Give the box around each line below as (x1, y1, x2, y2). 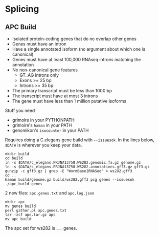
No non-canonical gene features (12, 67, 78, 73)
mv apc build (5, 216, 32, 221)
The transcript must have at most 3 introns (12, 93, 98, 99)
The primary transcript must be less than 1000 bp (12, 88, 112, 93)
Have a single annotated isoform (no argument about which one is (12, 46, 146, 52)
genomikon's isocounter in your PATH (12, 128, 89, 133)
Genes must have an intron (12, 41, 67, 47)
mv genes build (5, 204, 36, 209)
